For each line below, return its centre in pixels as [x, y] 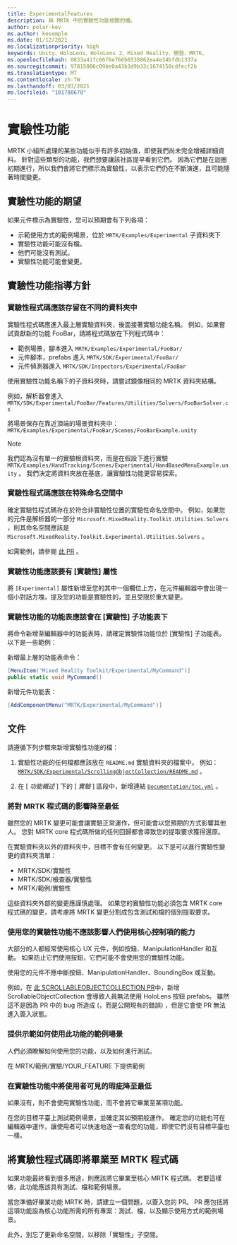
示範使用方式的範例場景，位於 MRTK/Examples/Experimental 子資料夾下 [119, 234]
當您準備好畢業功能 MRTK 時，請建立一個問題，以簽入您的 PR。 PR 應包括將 [118, 1202]
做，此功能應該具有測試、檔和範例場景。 [66, 1186]
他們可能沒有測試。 [45, 252]
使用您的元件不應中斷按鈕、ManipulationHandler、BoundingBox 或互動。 [114, 972]
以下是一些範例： [32, 643]
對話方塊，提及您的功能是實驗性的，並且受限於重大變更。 [103, 597]
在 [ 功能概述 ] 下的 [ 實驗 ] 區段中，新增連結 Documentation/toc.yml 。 [120, 786]
